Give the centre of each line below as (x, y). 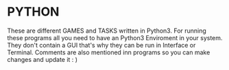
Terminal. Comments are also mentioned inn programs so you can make (109, 52)
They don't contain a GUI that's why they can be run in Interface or (101, 45)
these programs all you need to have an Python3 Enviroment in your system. (115, 37)
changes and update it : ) (42, 59)
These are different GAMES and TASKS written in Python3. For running (107, 31)
